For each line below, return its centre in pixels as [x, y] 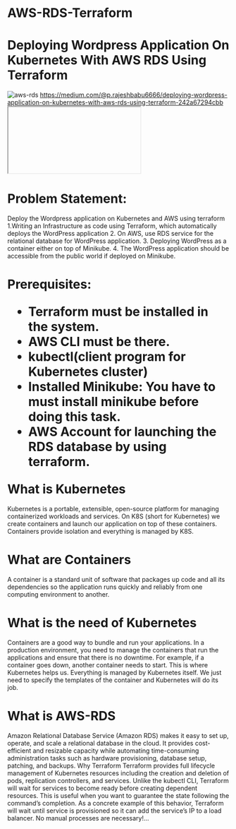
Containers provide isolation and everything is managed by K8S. [100, 531]
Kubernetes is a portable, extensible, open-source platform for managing [113, 509]
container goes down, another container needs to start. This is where [108, 664]
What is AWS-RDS [62, 716]
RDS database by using [97, 447]
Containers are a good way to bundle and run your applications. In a [106, 642]
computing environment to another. [58, 594]
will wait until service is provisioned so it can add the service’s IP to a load [114, 811]
